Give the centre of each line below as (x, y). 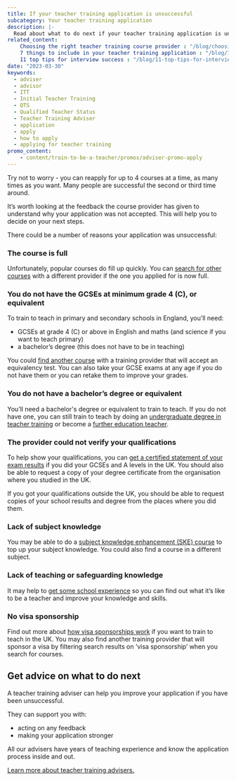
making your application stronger (65, 735)
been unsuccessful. (36, 700)
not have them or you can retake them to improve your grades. (98, 375)
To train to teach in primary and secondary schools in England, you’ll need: (116, 318)
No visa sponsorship (43, 616)
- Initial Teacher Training (55, 99)
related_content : (33, 40)
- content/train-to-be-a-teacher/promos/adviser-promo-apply (111, 158)
